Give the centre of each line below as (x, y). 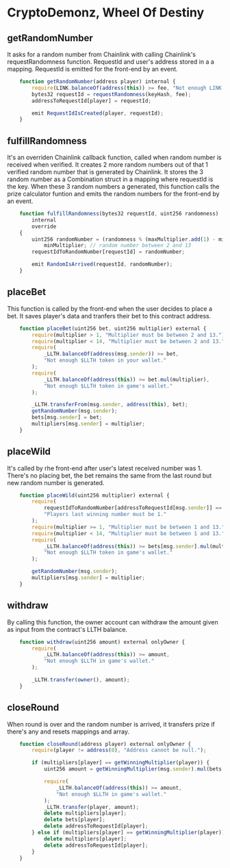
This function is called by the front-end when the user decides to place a (110, 308)
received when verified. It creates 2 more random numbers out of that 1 (108, 165)
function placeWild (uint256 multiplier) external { (94, 495)
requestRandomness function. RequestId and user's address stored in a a (111, 62)
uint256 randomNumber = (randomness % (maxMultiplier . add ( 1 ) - (124, 239)
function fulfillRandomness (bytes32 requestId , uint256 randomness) (119, 214)
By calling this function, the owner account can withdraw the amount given (113, 622)
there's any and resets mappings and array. (68, 731)
